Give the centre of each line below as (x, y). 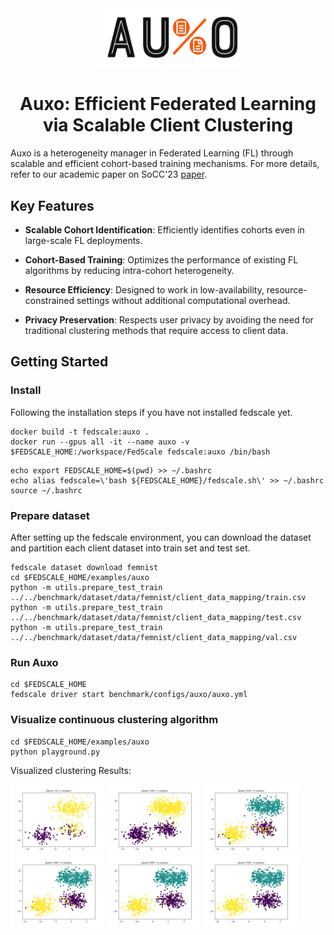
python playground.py (55, 752)
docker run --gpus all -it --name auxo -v (100, 442)
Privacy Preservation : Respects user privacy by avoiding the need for (169, 319)
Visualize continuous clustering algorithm (114, 720)
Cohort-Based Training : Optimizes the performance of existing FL (161, 259)
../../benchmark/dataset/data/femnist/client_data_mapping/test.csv (156, 617)
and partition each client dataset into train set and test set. (130, 548)
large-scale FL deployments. (83, 240)
